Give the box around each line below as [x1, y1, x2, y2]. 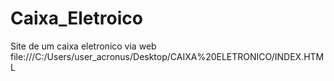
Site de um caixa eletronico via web [10, 40, 157, 52]
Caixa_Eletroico [10, 7, 143, 30]
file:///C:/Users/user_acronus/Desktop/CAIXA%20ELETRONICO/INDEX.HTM [10, 50, 325, 62]
